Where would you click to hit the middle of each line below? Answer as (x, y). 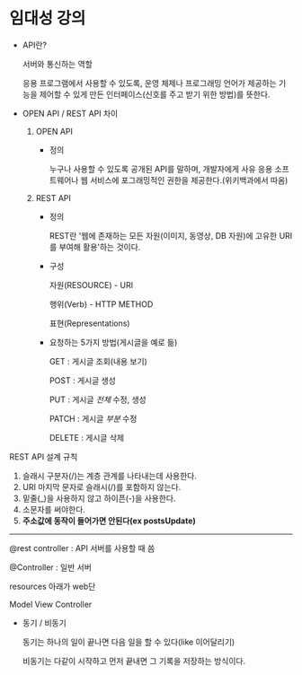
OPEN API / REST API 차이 (70, 113)
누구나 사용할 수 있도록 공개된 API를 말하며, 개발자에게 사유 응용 (161, 169)
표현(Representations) (89, 323)
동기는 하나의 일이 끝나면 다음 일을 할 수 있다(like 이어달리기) (129, 642)
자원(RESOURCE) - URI (91, 285)
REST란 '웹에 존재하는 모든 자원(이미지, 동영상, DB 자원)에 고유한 (163, 235)
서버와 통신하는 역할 (57, 64)
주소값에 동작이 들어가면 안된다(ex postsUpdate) (109, 521)
